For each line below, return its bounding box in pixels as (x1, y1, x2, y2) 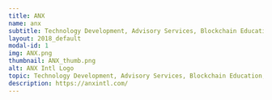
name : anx (8, 19, 42, 27)
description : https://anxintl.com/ (8, 79, 129, 87)
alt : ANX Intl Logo (8, 65, 74, 73)
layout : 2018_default (8, 34, 82, 43)
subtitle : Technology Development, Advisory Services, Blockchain (8, 27, 237, 35)
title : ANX (8, 11, 45, 20)
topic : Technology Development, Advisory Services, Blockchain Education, (8, 72, 266, 80)
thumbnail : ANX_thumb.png (8, 57, 96, 65)
